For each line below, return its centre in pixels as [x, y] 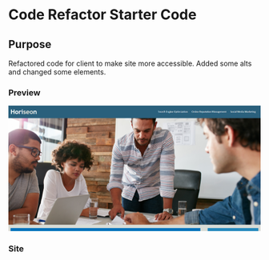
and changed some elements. [57, 72]
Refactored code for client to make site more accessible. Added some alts [130, 63]
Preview [24, 92]
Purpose [30, 44]
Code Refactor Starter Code [102, 15]
